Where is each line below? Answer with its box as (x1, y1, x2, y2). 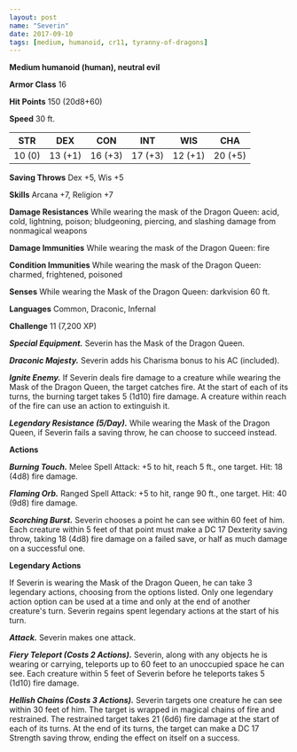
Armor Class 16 (9, 79, 66, 90)
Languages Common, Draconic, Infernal (9, 303, 157, 315)
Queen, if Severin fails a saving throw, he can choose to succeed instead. (9, 427, 277, 438)
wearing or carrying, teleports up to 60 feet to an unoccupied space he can (9, 659, 285, 670)
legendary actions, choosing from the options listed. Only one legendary (9, 587, 274, 598)
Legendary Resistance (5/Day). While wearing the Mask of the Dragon (9, 418, 270, 428)
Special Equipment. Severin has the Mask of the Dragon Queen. (9, 338, 246, 349)
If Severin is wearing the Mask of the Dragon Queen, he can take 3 (9, 577, 253, 588)
